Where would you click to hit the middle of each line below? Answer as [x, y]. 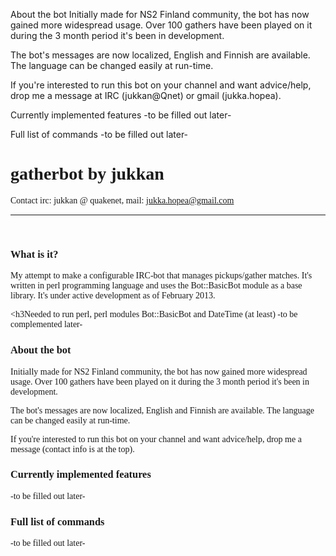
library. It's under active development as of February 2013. [113, 295]
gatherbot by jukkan [87, 174]
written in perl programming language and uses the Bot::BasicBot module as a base [156, 285]
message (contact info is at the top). [72, 449]
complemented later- [46, 324]
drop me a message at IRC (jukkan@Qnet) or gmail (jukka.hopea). [146, 95]
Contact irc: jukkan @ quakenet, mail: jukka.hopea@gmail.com [122, 200]
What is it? [34, 254]
